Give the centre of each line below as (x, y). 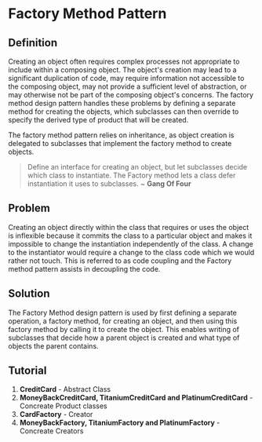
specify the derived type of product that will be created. (98, 120)
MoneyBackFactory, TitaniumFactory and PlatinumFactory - (120, 423)
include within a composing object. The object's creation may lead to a (122, 70)
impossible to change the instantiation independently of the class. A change (131, 243)
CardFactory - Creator (56, 415)
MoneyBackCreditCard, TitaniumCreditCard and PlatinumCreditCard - (136, 398)
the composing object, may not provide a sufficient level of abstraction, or (127, 86)
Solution (29, 294)
